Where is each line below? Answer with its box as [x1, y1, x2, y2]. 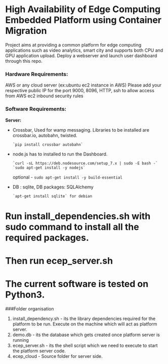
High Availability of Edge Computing [5, 4, 161, 15]
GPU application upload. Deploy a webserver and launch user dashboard [5, 52, 157, 59]
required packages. [5, 232, 90, 244]
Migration [5, 25, 47, 36]
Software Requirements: [5, 105, 67, 112]
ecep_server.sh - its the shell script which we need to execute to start [12, 342, 158, 348]
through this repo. [5, 58, 43, 64]
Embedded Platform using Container [5, 14, 162, 26]
